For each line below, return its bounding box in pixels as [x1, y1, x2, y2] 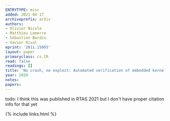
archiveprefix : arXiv [5, 17, 51, 22]
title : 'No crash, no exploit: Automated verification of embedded [5, 68, 151, 73]
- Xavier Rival [5, 40, 37, 45]
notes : [5, 77, 19, 82]
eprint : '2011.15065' [5, 45, 51, 50]
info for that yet [5, 101, 37, 107]
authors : [5, 21, 24, 27]
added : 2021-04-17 [5, 12, 44, 17]
